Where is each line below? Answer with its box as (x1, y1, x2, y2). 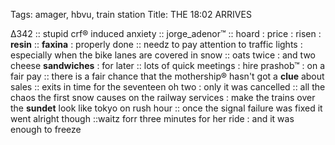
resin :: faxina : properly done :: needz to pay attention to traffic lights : (10, 39, 303, 50)
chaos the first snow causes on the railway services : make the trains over (10, 92, 316, 103)
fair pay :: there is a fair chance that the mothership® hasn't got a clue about (10, 70, 325, 82)
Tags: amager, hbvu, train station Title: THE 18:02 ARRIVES (10, 9, 252, 20)
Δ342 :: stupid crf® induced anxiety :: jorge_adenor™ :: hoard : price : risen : (10, 28, 322, 39)
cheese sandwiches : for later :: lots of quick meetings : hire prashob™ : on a (10, 60, 326, 71)
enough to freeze (10, 124, 82, 135)
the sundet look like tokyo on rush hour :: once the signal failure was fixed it (10, 102, 323, 114)
